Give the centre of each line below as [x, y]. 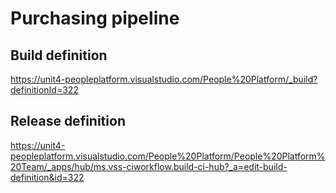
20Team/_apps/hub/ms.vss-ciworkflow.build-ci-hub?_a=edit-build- [149, 166]
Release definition [68, 121]
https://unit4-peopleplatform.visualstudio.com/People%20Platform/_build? [164, 79]
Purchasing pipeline [95, 18]
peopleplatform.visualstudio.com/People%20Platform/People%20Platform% [168, 156]
